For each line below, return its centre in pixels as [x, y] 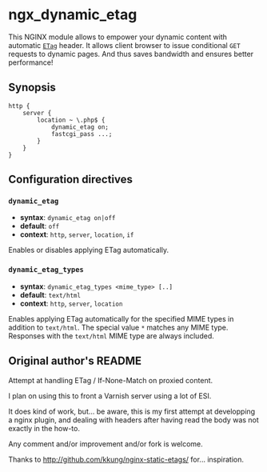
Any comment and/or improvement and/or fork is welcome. [106, 444]
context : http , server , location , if [77, 234]
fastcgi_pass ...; [82, 134]
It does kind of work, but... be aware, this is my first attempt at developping [132, 411]
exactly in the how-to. [44, 428]
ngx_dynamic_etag [73, 15]
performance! [31, 62]
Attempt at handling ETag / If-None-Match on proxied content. [111, 380]
